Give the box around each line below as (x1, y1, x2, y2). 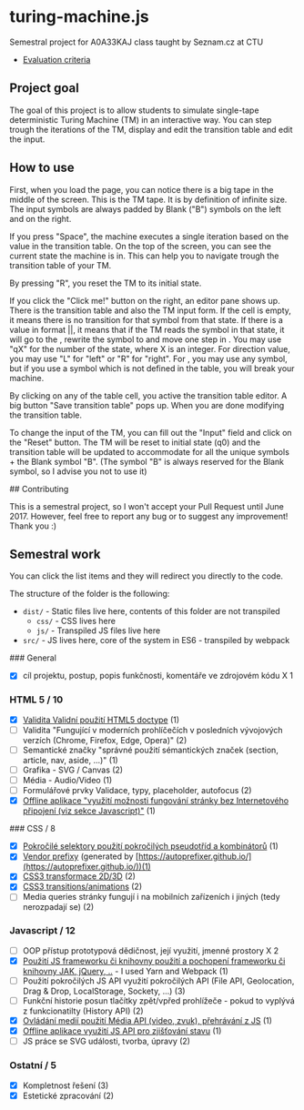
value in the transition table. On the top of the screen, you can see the (9, 240, 271, 251)
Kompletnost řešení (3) (22, 1080, 109, 1091)
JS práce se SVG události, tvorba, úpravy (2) (22, 1035, 191, 1047)
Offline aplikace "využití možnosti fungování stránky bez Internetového (22, 795, 289, 806)
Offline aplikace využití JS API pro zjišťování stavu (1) (22, 1025, 222, 1036)
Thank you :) (9, 520, 57, 531)
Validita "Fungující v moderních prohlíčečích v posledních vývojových (22, 724, 284, 735)
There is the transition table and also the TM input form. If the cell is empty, (9, 305, 291, 316)
